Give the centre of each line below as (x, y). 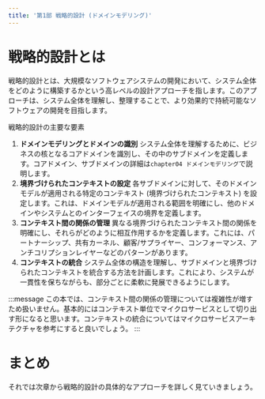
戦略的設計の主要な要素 (46, 126)
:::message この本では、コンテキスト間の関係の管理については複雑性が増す (131, 299)
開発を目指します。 (81, 110)
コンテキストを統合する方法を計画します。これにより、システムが (148, 272)
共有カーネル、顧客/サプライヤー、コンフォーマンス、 (163, 243)
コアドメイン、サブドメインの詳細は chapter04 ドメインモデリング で (140, 164)
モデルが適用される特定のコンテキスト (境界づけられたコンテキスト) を (135, 193)
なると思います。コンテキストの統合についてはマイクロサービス (132, 318)
